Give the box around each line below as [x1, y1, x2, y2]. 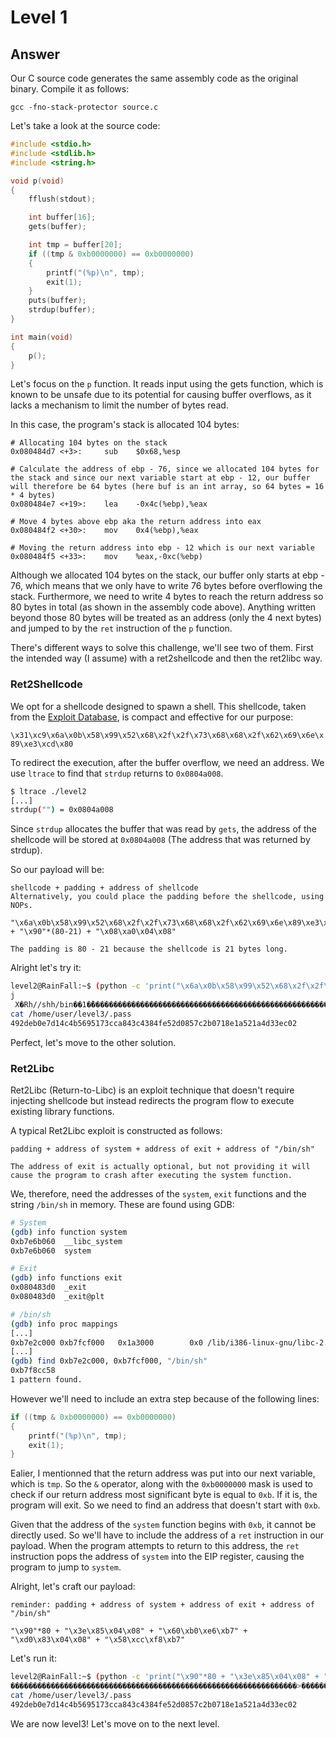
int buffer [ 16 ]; [28, 212, 97, 223]
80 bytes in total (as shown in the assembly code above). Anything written [10, 601, 317, 613]
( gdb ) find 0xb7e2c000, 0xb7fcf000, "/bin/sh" [10, 1356, 208, 1366]
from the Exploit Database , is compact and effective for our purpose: [10, 711, 294, 723]
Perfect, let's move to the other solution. [10, 1036, 177, 1048]
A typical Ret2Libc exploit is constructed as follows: [10, 1124, 223, 1136]
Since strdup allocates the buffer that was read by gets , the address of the [10, 823, 317, 835]
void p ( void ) [10, 176, 65, 186]
